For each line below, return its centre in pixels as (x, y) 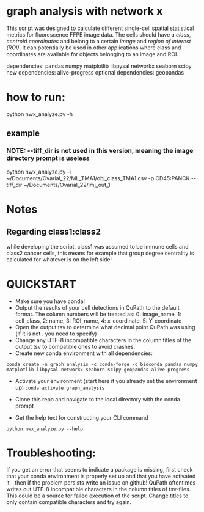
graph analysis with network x (85, 11)
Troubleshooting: (51, 453)
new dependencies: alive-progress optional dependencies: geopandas (95, 72)
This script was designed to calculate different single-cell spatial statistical (100, 28)
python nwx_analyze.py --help (45, 429)
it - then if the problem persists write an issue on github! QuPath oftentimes (101, 483)
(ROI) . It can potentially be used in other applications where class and (94, 48)
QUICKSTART (41, 284)
